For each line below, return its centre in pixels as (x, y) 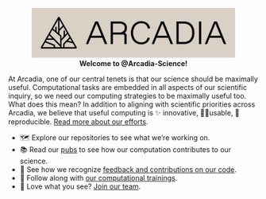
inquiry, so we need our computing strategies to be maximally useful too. (127, 96)
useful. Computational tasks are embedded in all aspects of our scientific (128, 87)
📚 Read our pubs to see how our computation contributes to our (125, 150)
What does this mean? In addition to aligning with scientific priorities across (132, 104)
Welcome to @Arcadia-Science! (133, 63)
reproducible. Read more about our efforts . (78, 122)
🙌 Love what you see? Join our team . (80, 186)
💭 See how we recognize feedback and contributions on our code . (128, 170)
